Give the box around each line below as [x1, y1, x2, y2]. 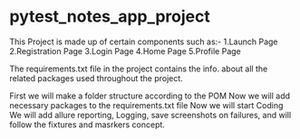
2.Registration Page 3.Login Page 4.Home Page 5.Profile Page [9, 45, 242, 56]
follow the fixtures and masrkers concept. [9, 119, 166, 130]
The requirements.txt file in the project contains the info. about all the [9, 63, 268, 74]
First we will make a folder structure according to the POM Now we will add [9, 90, 291, 101]
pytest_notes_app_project [9, 6, 210, 27]
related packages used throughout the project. [9, 72, 183, 83]
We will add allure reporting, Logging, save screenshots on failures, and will [9, 109, 292, 120]
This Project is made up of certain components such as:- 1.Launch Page [9, 36, 278, 47]
